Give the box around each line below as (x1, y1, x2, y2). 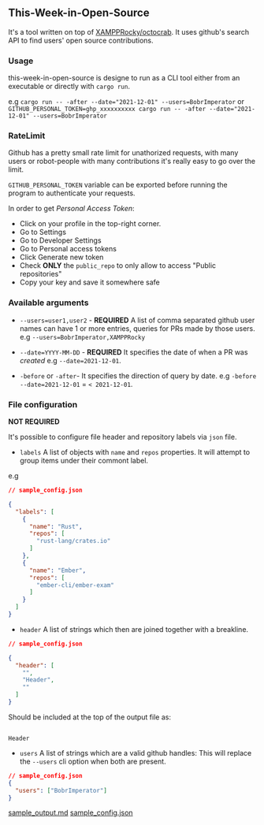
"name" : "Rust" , (28, 522, 83, 530)
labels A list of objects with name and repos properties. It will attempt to (19, 448, 251, 456)
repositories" (19, 269, 62, 279)
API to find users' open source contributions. (8, 35, 154, 45)
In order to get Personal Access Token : (8, 204, 136, 214)
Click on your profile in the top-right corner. (19, 219, 162, 229)
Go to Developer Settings (19, 236, 102, 245)
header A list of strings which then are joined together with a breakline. (19, 624, 249, 634)
